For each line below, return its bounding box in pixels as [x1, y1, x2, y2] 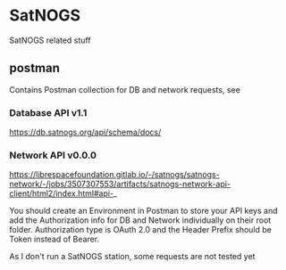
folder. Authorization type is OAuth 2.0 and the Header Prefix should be [9, 225, 273, 235]
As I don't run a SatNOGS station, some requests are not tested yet [9, 251, 256, 262]
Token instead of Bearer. [9, 233, 100, 245]
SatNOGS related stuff [9, 35, 91, 45]
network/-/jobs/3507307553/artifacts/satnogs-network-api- [9, 179, 231, 190]
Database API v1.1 [9, 106, 88, 119]
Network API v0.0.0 [9, 149, 97, 161]
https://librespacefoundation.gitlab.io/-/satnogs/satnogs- [9, 169, 221, 180]
